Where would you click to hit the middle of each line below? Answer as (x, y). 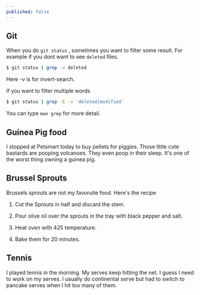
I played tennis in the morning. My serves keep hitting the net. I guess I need (100, 272)
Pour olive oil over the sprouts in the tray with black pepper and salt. (99, 216)
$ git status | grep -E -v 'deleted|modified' (65, 102)
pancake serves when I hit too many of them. (62, 285)
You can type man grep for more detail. (53, 113)
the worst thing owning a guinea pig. (51, 159)
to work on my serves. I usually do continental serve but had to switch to (96, 279)
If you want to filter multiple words (48, 91)
